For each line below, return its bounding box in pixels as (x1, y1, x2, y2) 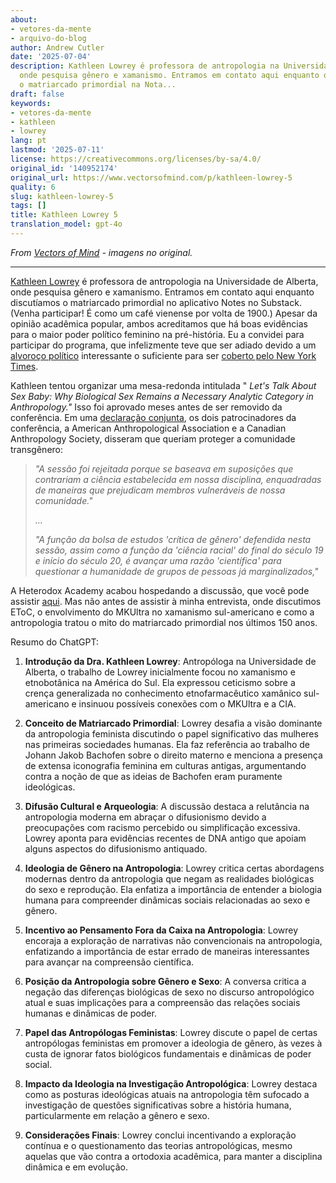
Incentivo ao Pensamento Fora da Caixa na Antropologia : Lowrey (24, 924, 299, 936)
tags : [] (10, 201, 47, 211)
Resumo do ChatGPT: (10, 636, 99, 648)
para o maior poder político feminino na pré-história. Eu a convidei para (10, 328, 305, 340)
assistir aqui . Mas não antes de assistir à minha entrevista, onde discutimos (10, 595, 322, 607)
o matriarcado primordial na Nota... (19, 80, 177, 90)
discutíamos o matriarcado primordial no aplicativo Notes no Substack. (10, 296, 302, 308)
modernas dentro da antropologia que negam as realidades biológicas (24, 872, 315, 885)
